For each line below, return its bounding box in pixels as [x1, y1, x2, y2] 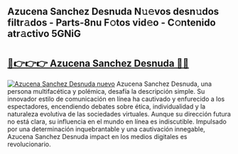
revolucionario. [7, 140, 51, 148]
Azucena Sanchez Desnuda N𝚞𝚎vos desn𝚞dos [7, 6, 220, 18]
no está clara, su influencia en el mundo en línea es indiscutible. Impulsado [7, 117, 227, 126]
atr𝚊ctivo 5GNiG [7, 28, 82, 40]
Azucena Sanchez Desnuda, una [116, 79, 212, 88]
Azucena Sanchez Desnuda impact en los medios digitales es [7, 133, 188, 141]
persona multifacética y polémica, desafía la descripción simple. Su [7, 87, 205, 95]
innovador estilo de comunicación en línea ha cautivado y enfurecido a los [7, 95, 225, 103]
